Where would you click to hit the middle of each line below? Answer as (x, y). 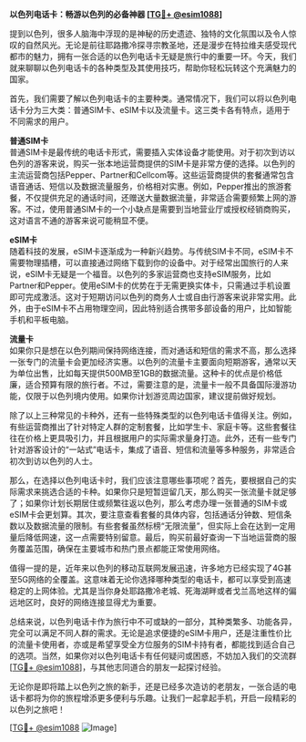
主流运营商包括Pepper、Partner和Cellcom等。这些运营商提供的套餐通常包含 (152, 175)
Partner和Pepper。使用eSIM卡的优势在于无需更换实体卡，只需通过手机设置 (150, 285)
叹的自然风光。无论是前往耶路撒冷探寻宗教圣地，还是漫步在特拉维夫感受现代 (153, 45)
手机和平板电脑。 (41, 319)
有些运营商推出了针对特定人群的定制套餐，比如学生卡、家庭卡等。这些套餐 (149, 427)
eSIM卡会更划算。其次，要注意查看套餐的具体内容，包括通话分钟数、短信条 (151, 515)
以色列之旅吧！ (37, 709)
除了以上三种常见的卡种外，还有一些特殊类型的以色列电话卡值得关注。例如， (153, 415)
